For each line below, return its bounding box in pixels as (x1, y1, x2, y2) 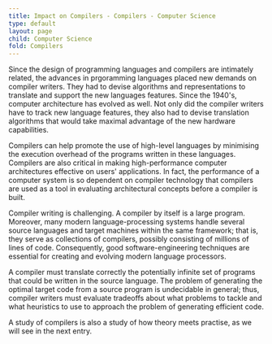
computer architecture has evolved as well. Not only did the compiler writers (8, 99, 264, 109)
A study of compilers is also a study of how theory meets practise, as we (8, 318, 252, 328)
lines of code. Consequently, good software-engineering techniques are (8, 243, 250, 253)
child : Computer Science (8, 34, 93, 43)
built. (8, 193, 26, 202)
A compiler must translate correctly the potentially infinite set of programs (8, 268, 256, 277)
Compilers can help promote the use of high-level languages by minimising (8, 141, 260, 150)
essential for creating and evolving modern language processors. (8, 251, 227, 261)
